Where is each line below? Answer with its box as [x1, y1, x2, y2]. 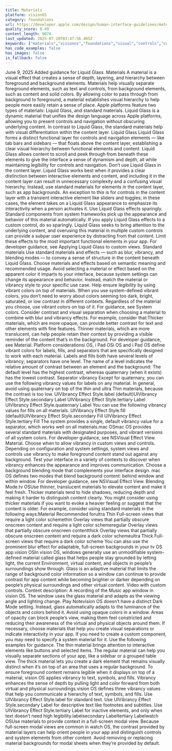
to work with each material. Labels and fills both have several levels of [5, 353, 154, 359]
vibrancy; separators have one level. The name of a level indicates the [5, 358, 153, 364]
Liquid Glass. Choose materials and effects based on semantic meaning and [5, 260, 166, 266]
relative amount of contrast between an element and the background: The [5, 364, 161, 370]
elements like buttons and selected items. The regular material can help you [5, 647, 165, 653]
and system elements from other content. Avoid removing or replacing [5, 735, 153, 741]
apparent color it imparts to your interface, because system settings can [5, 271, 158, 277]
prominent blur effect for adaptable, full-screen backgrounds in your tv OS [5, 544, 162, 550]
